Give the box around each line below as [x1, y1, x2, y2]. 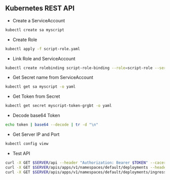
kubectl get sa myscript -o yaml [5, 84, 76, 89]
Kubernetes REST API [5, 4, 75, 13]
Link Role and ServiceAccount [12, 55, 76, 61]
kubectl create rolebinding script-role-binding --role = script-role [5, 65, 153, 70]
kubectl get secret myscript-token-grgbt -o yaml [5, 103, 112, 109]
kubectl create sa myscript [5, 27, 65, 32]
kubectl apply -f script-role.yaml [5, 46, 80, 51]
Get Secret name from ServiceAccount [12, 75, 94, 81]
